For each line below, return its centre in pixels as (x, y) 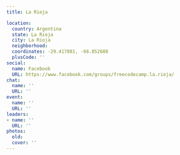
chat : (13, 80)
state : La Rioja (33, 34)
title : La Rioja (27, 12)
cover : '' (24, 143)
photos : (16, 131)
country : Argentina (37, 29)
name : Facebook (31, 69)
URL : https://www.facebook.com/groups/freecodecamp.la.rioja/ (93, 74)
